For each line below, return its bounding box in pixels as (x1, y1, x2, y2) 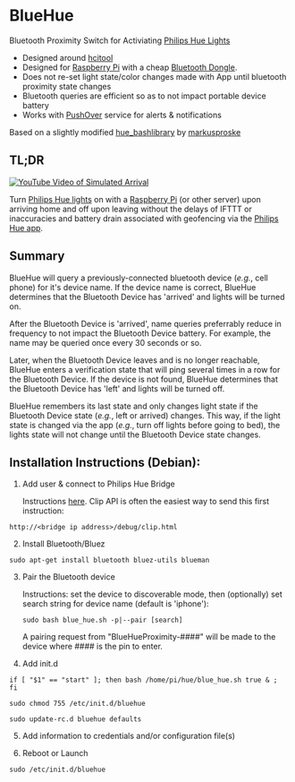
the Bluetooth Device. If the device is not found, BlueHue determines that (9, 374, 279, 384)
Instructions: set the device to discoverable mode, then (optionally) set (21, 589, 283, 600)
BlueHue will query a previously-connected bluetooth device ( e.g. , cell (9, 272, 268, 283)
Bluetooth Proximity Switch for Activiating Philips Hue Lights (9, 35, 231, 46)
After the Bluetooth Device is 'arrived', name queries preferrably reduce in (9, 318, 282, 329)
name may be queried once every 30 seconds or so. (9, 337, 203, 348)
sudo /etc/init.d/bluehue (9, 765, 105, 775)
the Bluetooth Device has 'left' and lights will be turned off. (9, 382, 225, 394)
